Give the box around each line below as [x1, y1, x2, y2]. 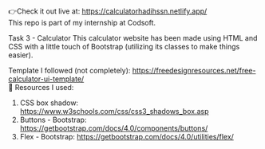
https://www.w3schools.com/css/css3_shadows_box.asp [19, 107, 209, 116]
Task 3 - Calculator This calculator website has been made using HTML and [8, 33, 258, 42]
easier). [8, 50, 34, 60]
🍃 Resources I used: [8, 83, 74, 92]
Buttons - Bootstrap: [19, 115, 87, 124]
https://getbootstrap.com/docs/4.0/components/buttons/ [19, 124, 208, 133]
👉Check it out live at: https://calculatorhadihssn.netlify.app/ [8, 6, 208, 16]
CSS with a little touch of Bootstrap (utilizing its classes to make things [8, 42, 240, 51]
